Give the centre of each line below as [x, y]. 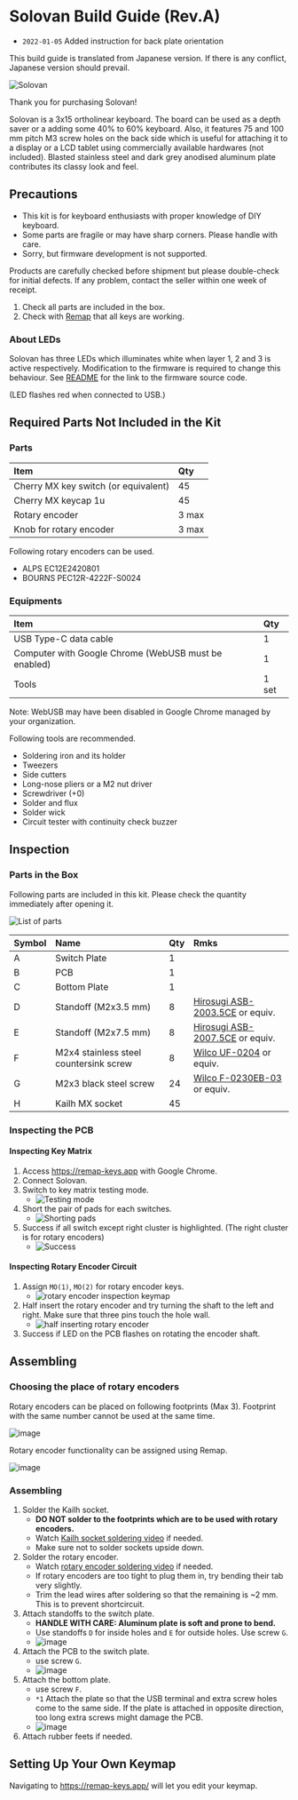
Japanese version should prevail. [70, 68]
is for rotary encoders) [63, 1237]
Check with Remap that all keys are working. [103, 316]
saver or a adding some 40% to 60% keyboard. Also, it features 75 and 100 [147, 128]
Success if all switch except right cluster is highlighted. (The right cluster [155, 1227]
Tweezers [40, 765]
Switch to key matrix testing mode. [85, 1190]
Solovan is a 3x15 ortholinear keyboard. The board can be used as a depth [145, 119]
